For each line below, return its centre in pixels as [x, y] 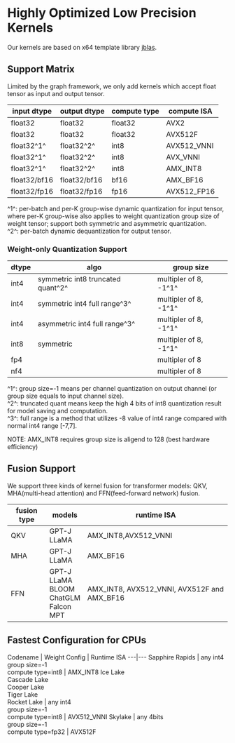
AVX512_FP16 [191, 191]
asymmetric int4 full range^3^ [86, 324]
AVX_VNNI [183, 157]
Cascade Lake [28, 679]
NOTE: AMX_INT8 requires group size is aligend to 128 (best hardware [108, 439]
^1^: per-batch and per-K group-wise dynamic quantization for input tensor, [116, 208]
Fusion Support [41, 469]
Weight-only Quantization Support [67, 249]
